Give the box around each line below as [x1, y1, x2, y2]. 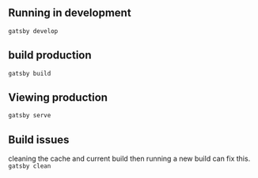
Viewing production [8, 91, 108, 105]
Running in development [8, 6, 132, 20]
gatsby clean [8, 162, 51, 170]
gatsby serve [8, 112, 51, 120]
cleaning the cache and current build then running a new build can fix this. [8, 154, 251, 164]
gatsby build [8, 69, 51, 77]
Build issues [8, 133, 70, 146]
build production [8, 49, 93, 62]
